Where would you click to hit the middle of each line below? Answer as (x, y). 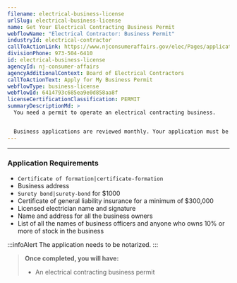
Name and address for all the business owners (85, 216)
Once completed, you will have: (72, 258)
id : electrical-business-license (56, 60)
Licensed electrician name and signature (77, 208)
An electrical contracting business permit (95, 272)
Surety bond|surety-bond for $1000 (69, 193)
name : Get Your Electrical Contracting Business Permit (91, 27)
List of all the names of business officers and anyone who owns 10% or (121, 223)
